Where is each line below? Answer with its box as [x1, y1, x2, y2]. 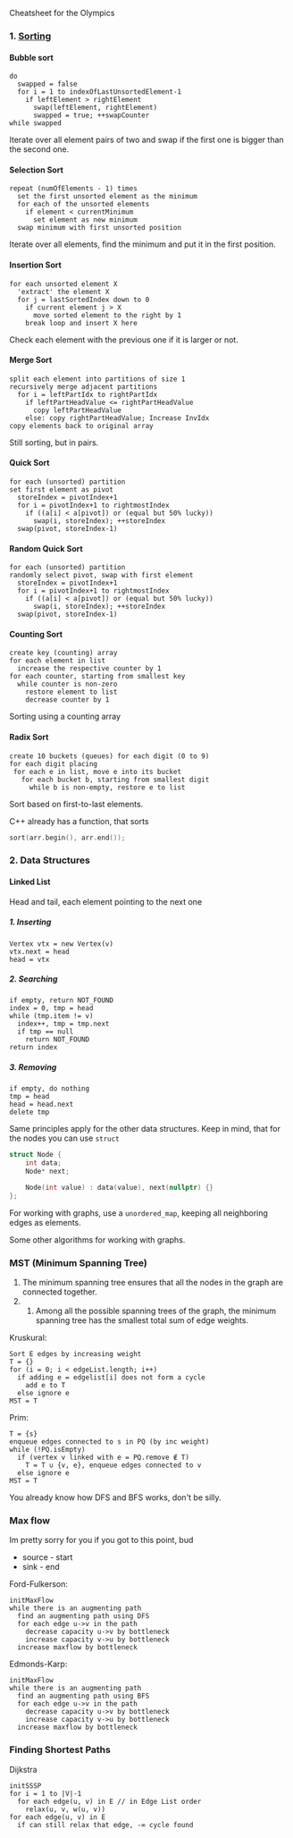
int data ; [25, 1159, 63, 1168]
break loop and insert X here [25, 318, 138, 327]
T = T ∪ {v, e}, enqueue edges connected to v [25, 1461, 202, 1470]
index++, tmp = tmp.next [17, 1019, 110, 1029]
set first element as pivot [9, 485, 114, 494]
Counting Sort [9, 628, 63, 639]
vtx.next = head [9, 947, 70, 956]
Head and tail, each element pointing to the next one [9, 896, 203, 906]
